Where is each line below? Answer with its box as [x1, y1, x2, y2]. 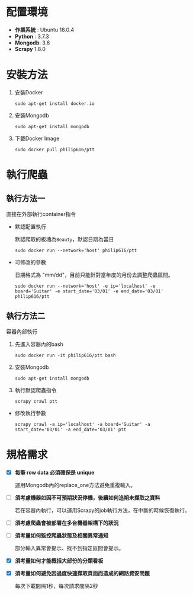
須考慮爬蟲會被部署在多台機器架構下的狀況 [14, 519, 119, 526]
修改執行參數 [14, 409, 46, 416]
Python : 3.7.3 [14, 33, 49, 40]
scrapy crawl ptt [14, 398, 58, 404]
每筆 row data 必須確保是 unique [14, 469, 95, 476]
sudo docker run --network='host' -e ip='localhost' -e [14, 283, 156, 289]
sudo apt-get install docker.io [14, 100, 95, 107]
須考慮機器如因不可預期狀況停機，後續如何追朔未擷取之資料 [14, 494, 160, 501]
